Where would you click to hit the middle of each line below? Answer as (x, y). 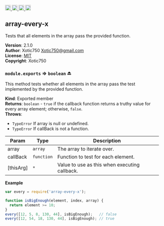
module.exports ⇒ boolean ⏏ (38, 73)
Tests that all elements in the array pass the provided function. (68, 36)
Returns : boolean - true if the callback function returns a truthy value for (78, 104)
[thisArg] (18, 168)
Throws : (14, 114)
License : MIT (18, 56)
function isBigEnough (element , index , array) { (54, 200)
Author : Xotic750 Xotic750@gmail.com (44, 50)
